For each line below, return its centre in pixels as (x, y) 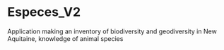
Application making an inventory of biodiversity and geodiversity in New (112, 31)
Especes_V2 (44, 12)
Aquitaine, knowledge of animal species (65, 38)
